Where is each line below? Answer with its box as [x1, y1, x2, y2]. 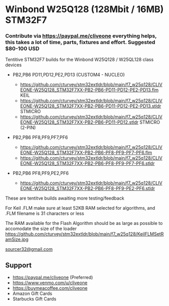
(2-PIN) [20, 125, 36, 131]
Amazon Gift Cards [12, 290, 52, 297]
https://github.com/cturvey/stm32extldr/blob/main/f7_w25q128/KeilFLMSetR [5, 231, 164, 237]
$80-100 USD [5, 45, 39, 52]
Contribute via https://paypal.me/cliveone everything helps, [5, 32, 157, 40]
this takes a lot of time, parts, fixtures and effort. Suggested [5, 39, 155, 46]
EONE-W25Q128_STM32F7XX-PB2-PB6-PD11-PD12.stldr [20, 119, 139, 125]
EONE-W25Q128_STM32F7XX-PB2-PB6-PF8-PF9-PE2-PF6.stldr [20, 185, 155, 192]
